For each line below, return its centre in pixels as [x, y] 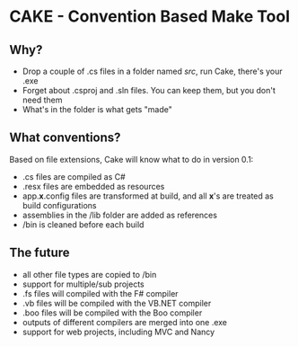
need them [42, 100]
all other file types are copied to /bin [89, 274]
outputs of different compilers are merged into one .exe [124, 322]
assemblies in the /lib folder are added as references [120, 215]
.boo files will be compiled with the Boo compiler [112, 313]
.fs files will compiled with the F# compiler [100, 293]
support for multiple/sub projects [83, 284]
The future [39, 253]
